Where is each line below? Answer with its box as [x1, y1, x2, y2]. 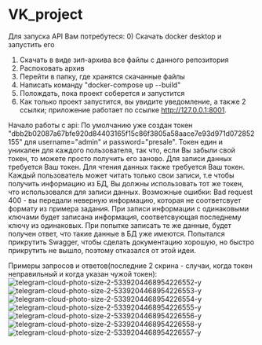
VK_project [8, 6, 83, 24]
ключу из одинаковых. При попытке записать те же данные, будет [8, 220, 231, 229]
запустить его [8, 39, 55, 49]
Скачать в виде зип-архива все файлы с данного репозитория [19, 55, 229, 64]
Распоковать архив [19, 63, 85, 72]
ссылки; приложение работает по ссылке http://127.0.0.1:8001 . [19, 105, 227, 115]
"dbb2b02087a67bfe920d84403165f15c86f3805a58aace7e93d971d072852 [8, 128, 255, 138]
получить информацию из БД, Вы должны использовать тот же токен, [8, 178, 245, 188]
